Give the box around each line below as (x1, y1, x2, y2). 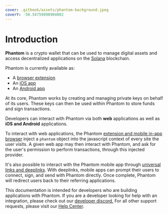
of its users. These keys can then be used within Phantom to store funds (5, 101, 155, 107)
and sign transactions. (5, 106, 51, 112)
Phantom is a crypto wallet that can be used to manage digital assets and (5, 50, 157, 56)
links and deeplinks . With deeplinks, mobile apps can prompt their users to (5, 167, 159, 173)
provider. (5, 152, 24, 158)
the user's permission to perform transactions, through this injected (5, 146, 145, 153)
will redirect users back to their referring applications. (5, 177, 116, 183)
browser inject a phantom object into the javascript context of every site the (5, 136, 159, 142)
